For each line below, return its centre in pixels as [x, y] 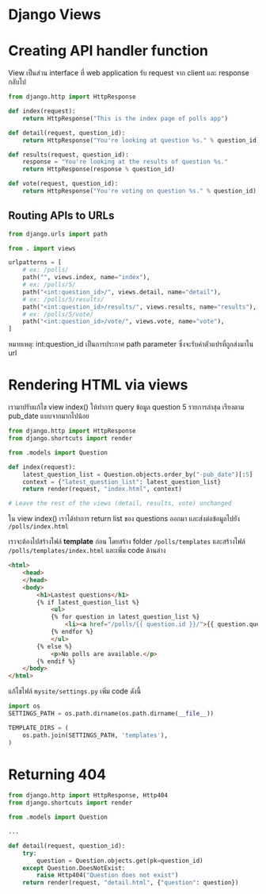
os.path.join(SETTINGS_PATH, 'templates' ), [95, 735]
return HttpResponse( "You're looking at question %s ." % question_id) [141, 140]
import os [25, 706]
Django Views [55, 15]
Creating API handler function [108, 51]
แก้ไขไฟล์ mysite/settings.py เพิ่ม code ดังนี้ [74, 691]
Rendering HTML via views [98, 385]
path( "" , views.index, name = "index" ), [86, 278]
